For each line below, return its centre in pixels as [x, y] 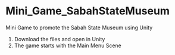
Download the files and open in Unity [60, 39]
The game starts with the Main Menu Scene [68, 45]
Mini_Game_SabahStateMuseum [88, 11]
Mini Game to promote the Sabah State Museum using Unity [79, 27]
